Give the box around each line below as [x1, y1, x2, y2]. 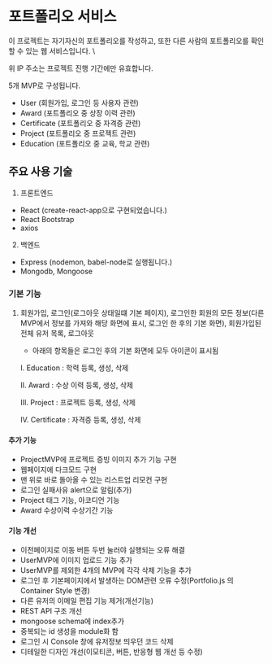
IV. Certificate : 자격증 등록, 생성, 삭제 [19, 415, 141, 425]
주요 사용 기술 [8, 164, 73, 179]
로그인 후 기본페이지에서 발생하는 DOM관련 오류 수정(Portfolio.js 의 [19, 575, 234, 586]
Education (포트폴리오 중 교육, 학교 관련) [19, 138, 150, 148]
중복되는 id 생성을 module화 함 [19, 627, 119, 636]
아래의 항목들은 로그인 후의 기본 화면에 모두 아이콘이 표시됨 [32, 346, 219, 356]
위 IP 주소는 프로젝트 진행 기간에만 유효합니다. [8, 63, 154, 73]
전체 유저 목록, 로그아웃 [19, 329, 95, 339]
